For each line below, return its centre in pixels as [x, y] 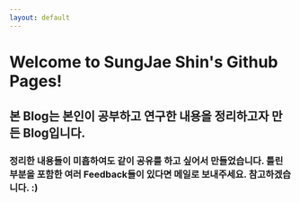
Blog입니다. [54, 133]
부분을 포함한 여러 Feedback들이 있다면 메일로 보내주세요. [128, 174]
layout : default [40, 18]
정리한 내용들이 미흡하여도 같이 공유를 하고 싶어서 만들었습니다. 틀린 [146, 161]
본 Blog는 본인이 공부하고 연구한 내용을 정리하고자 [139, 116]
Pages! [36, 81]
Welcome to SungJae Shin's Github [144, 61]
